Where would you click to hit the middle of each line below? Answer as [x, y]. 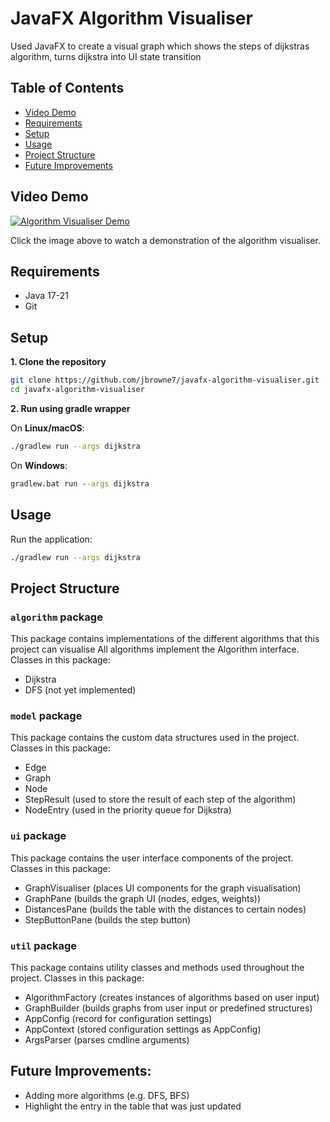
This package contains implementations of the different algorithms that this [165, 639]
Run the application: [51, 539]
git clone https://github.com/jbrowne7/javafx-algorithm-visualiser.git [165, 380]
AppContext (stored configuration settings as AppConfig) [143, 1029]
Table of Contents [67, 88]
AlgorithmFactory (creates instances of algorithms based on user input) [172, 997]
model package [46, 715]
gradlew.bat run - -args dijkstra [80, 483]
